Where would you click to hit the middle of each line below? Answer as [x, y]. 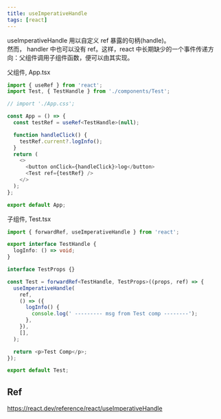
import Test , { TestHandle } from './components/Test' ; [89, 91]
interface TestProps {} [41, 269]
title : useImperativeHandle [47, 13]
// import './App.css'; [41, 104]
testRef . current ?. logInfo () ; [61, 141]
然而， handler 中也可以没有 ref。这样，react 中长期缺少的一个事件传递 [107, 49]
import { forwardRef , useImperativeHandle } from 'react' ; [93, 232]
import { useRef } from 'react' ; [55, 85]
